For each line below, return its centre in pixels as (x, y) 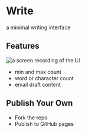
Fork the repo (31, 118)
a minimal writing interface (38, 27)
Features (23, 46)
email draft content (37, 84)
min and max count (38, 72)
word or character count (44, 78)
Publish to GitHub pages (44, 123)
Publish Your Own (39, 103)
